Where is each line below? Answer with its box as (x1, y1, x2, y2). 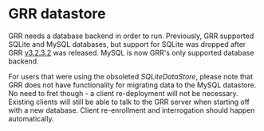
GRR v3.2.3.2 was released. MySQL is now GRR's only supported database (8, 48, 254, 57)
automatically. (8, 114, 54, 123)
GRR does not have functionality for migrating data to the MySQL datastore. (8, 80, 257, 90)
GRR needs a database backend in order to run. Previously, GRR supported (8, 31, 254, 40)
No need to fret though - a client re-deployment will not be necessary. (8, 88, 238, 98)
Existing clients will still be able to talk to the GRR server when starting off (8, 97, 250, 106)
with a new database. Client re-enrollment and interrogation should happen (8, 105, 255, 115)
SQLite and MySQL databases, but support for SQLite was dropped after (8, 39, 246, 48)
